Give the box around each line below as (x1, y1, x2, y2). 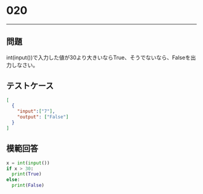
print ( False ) (11, 183, 45, 189)
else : (6, 176, 20, 183)
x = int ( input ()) (6, 160, 50, 166)
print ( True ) (11, 171, 42, 177)
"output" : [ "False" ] (17, 114, 69, 120)
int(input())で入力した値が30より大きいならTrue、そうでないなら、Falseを (6, 54, 191, 61)
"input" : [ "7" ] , (17, 108, 56, 115)
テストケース (6, 81, 54, 91)
